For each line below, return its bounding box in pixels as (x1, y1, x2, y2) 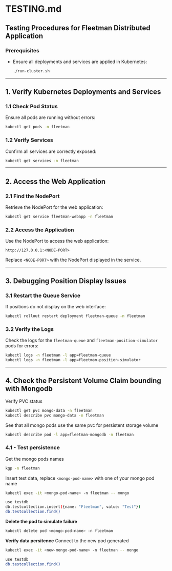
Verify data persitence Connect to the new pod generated (5, 537, 129, 544)
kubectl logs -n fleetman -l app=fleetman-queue (5, 352, 111, 358)
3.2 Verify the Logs (5, 325, 54, 332)
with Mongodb (5, 384, 53, 393)
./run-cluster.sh (12, 68, 50, 73)
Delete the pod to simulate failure (5, 519, 78, 525)
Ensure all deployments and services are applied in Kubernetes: (12, 58, 147, 65)
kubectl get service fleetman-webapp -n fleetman (5, 214, 114, 220)
